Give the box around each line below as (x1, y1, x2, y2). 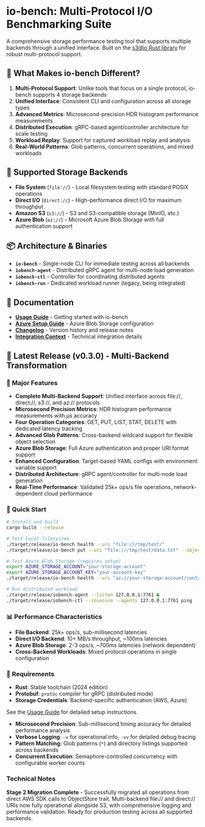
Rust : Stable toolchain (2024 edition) (15, 683, 109, 691)
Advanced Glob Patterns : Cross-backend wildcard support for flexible (15, 431, 193, 438)
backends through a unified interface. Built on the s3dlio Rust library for (6, 44, 186, 51)
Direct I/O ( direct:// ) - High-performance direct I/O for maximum (15, 196, 182, 204)
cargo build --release (6, 524, 64, 531)
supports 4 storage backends (32, 90, 107, 98)
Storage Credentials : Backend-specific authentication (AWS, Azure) (15, 697, 187, 704)
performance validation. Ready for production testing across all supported (6, 808, 193, 815)
